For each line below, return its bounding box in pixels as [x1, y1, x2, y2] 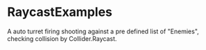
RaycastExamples [7, 4, 112, 20]
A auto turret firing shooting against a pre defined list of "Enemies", [7, 27, 199, 35]
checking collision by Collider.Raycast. [7, 34, 117, 42]
